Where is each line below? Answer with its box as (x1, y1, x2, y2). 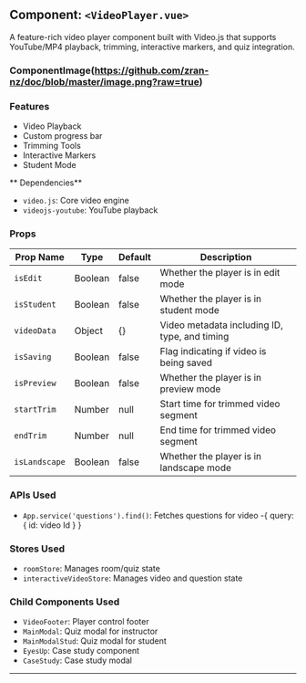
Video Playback (22, 121, 82, 131)
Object (74, 324, 103, 337)
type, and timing (159, 331, 229, 343)
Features (9, 100, 50, 112)
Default (117, 251, 152, 264)
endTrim (14, 431, 47, 441)
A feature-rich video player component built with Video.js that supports (9, 31, 277, 42)
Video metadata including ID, (159, 319, 284, 331)
